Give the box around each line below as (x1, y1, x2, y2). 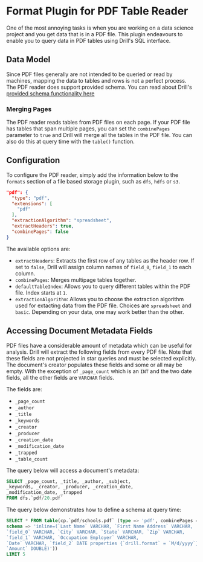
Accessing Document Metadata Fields (6, 326, 153, 336)
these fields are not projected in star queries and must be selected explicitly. (6, 354, 196, 362)
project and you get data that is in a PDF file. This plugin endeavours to (6, 30, 183, 37)
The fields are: (6, 385, 42, 393)
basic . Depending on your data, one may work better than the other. (14, 308, 184, 315)
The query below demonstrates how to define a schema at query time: (6, 506, 182, 514)
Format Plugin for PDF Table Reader (6, 4, 188, 18)
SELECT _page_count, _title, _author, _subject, (6, 478, 131, 484)
